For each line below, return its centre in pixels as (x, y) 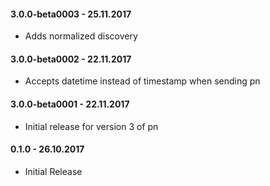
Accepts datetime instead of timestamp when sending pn (142, 81)
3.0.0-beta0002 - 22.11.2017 (71, 59)
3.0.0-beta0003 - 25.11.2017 (71, 14)
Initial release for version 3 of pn (91, 126)
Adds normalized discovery (81, 36)
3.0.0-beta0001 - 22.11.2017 (70, 104)
